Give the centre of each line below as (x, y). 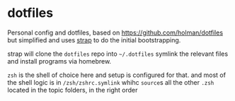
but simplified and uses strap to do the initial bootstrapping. (94, 40)
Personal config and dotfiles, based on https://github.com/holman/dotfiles (115, 32)
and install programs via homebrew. (59, 61)
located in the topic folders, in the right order (73, 90)
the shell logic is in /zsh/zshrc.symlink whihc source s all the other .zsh (111, 82)
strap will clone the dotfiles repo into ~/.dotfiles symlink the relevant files (118, 54)
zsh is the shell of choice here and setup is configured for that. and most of (117, 75)
